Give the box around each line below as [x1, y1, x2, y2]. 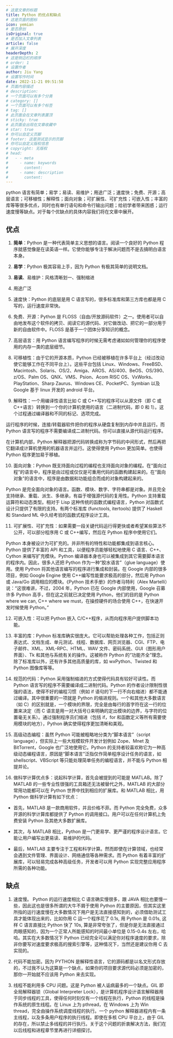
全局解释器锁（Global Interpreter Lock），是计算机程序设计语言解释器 [13, 988, 159, 994]
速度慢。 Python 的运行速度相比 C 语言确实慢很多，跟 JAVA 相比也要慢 [13, 896, 163, 902]
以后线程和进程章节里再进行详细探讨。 [13, 1027, 94, 1033]
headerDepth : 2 [6, 50, 39, 55]
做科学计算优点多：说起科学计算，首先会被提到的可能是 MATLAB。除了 [13, 775, 164, 781]
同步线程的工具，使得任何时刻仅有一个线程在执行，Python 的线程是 [17, 995, 161, 1001]
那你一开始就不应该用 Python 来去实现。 [13, 971, 99, 977]
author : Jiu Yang [6, 70, 43, 75]
